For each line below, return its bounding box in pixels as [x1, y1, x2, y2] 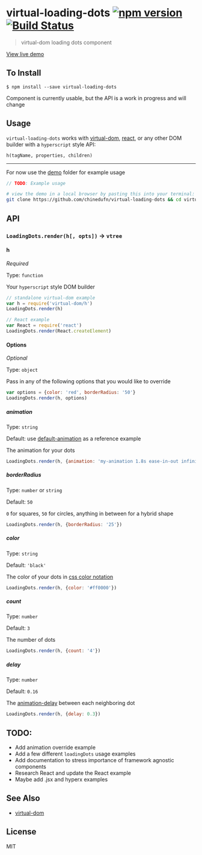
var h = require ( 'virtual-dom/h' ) [6, 300, 93, 307]
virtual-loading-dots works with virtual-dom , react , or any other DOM [6, 134, 182, 142]
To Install [6, 68, 41, 78]
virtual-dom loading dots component [20, 39, 112, 46]
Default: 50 [6, 498, 33, 506]
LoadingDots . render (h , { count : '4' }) [6, 648, 101, 654]
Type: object [6, 366, 38, 374]
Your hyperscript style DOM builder [6, 283, 95, 290]
